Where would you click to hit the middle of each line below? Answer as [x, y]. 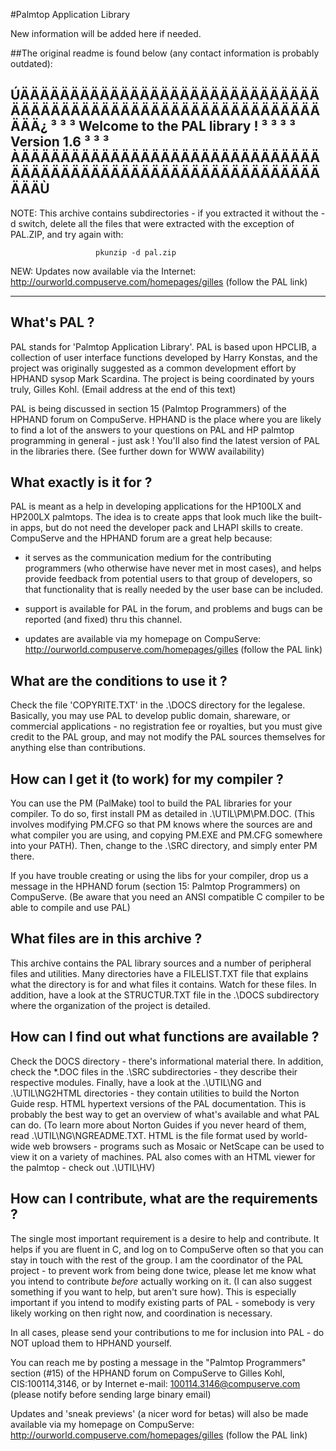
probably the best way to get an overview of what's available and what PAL [165, 1114]
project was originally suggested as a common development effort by [153, 368]
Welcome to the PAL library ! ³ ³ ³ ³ [187, 126]
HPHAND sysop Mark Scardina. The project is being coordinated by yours [162, 378]
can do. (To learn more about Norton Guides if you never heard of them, [158, 1125]
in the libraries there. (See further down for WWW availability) [137, 451]
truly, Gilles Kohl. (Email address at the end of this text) [123, 389]
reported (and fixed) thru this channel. [103, 620]
